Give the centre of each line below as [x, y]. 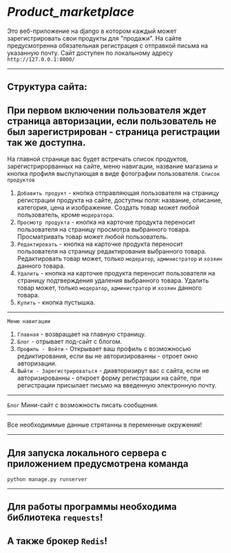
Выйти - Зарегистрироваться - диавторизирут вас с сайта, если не [113, 371]
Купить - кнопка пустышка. [56, 302]
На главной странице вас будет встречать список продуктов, [98, 159]
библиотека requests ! [55, 518]
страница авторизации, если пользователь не [112, 121]
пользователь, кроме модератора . [66, 215]
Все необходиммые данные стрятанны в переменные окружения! [104, 425]
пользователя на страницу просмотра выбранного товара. [104, 229]
